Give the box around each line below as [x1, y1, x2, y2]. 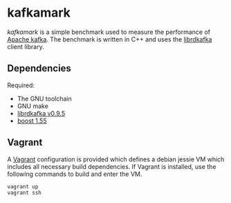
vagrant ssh [7, 189, 41, 196]
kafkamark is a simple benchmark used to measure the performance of [7, 28, 211, 36]
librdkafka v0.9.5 [17, 109, 66, 117]
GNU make [17, 102, 48, 110]
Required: [7, 81, 35, 89]
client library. [7, 42, 44, 51]
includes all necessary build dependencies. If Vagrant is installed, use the [7, 162, 216, 170]
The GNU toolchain [17, 94, 72, 103]
